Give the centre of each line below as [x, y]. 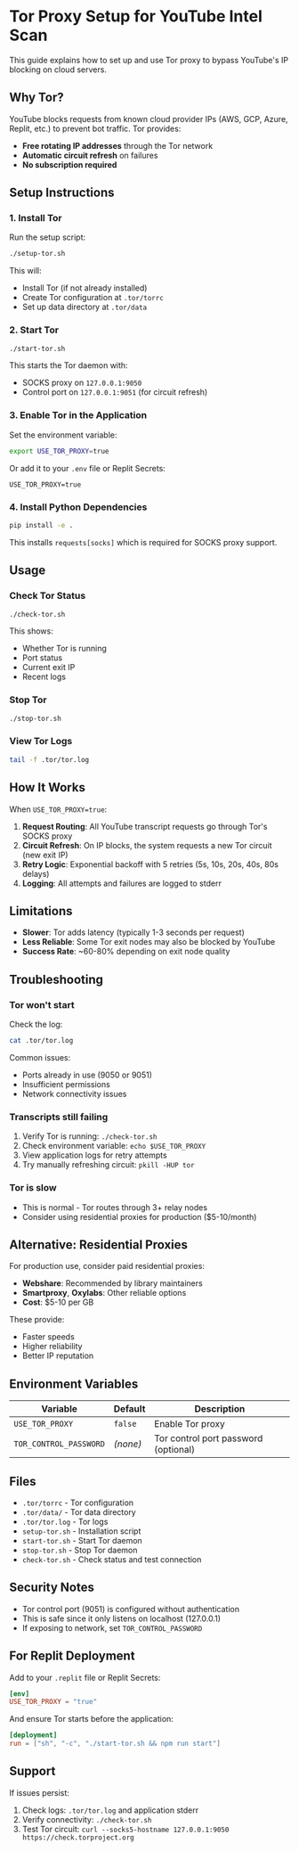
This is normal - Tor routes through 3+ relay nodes [114, 1207]
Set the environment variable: [63, 435]
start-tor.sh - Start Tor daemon [82, 1540]
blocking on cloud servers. [58, 70]
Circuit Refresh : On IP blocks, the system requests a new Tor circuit [147, 845]
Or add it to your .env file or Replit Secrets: [88, 468]
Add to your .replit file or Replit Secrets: [85, 1677]
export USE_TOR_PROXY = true [59, 451]
